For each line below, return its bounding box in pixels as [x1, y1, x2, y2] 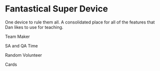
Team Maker [5, 34, 30, 39]
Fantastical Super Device [5, 3, 108, 14]
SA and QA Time [5, 43, 38, 48]
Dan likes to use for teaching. [5, 24, 64, 30]
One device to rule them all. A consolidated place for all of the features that [5, 19, 155, 25]
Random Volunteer [5, 52, 42, 58]
